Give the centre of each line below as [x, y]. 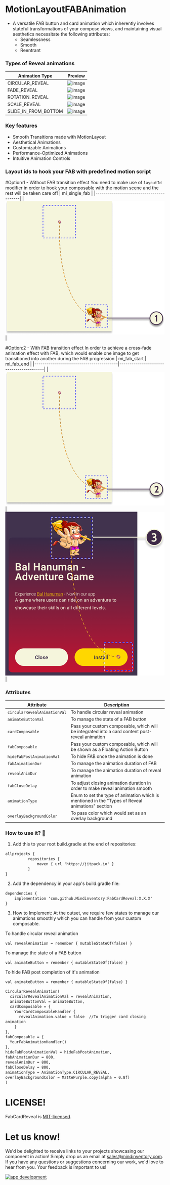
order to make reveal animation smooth [111, 788]
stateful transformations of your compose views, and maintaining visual [87, 28]
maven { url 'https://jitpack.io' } [76, 864]
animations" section [91, 806]
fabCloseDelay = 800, [28, 1067]
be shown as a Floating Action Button [109, 749]
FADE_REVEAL [23, 90]
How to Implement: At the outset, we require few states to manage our [86, 913]
